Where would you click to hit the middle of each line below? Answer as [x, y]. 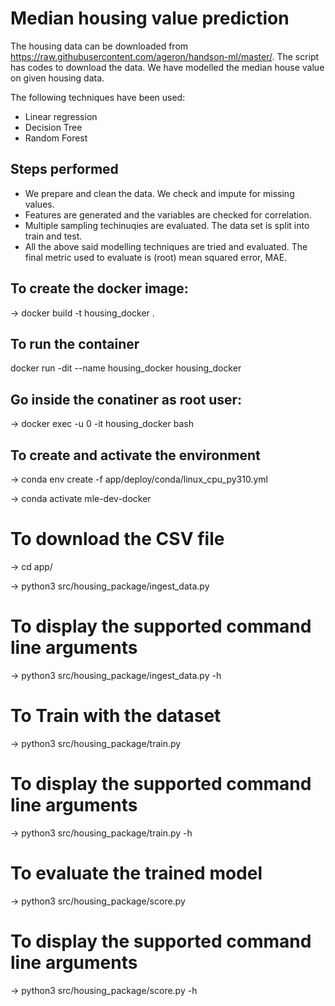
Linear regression [61, 116]
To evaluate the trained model [136, 873]
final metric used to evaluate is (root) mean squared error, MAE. [156, 257]
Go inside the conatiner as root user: [126, 399]
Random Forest [56, 138]
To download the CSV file [117, 539]
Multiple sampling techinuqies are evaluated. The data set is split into [167, 225]
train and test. [53, 236]
